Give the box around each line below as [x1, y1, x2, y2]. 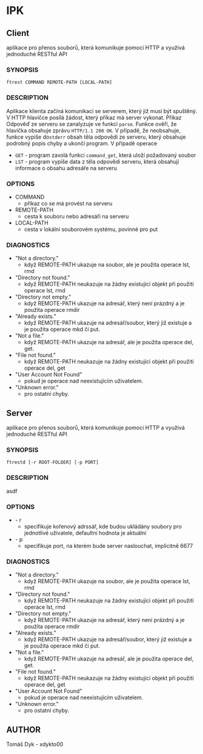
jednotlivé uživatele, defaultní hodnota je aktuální [24, 529, 147, 536]
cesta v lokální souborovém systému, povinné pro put [24, 226, 158, 233]
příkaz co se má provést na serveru [24, 199, 113, 207]
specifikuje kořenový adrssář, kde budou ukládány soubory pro [24, 522, 182, 530]
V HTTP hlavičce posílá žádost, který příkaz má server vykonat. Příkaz [6, 114, 182, 121]
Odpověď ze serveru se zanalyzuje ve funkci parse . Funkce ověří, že [6, 120, 177, 128]
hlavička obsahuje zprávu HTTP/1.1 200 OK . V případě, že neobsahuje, [6, 126, 181, 134]
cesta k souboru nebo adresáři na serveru [24, 212, 129, 220]
